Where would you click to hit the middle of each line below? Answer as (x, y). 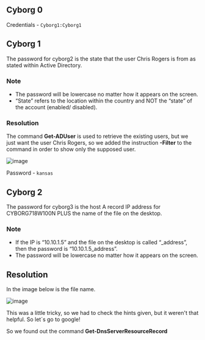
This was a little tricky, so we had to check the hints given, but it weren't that (103, 313)
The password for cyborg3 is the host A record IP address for (84, 207)
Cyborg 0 (24, 10)
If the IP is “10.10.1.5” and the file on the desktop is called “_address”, (101, 242)
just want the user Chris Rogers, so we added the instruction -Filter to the (99, 143)
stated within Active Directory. (44, 65)
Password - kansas (30, 173)
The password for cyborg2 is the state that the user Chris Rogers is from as (101, 59)
